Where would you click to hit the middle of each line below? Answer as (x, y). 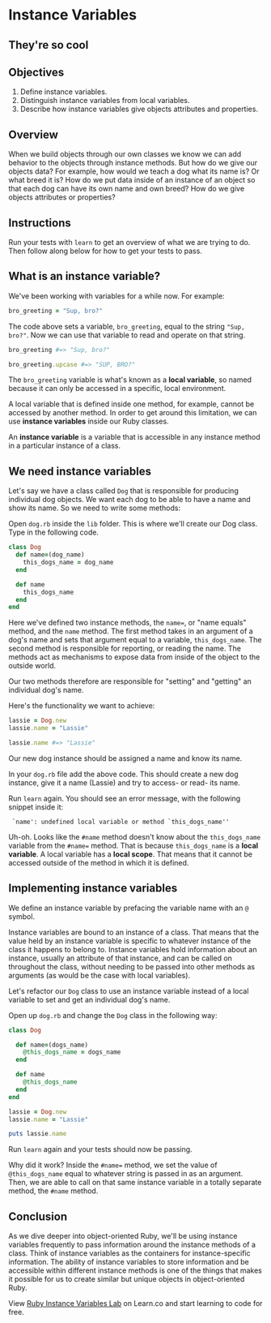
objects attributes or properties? (62, 197)
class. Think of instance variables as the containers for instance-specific (129, 1253)
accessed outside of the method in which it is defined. (99, 862)
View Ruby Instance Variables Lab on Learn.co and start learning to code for (135, 1304)
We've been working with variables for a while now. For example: (116, 296)
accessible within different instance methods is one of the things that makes (135, 1270)
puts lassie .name (38, 1134)
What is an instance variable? (85, 276)
